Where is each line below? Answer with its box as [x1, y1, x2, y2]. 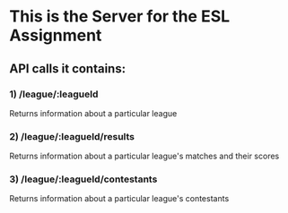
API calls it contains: [9, 61, 127, 76]
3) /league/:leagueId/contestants [9, 173, 158, 185]
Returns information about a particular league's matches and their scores [9, 150, 280, 162]
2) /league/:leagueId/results [9, 130, 135, 142]
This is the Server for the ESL [9, 6, 231, 27]
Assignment [9, 25, 102, 46]
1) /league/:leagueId [9, 88, 99, 100]
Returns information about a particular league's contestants [9, 193, 230, 204]
